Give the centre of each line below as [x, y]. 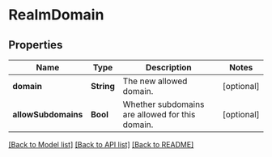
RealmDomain [56, 15]
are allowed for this [159, 115]
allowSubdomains [48, 115]
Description [168, 68]
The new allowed [155, 81]
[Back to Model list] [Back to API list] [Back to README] [101, 144]
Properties [36, 45]
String [103, 86]
